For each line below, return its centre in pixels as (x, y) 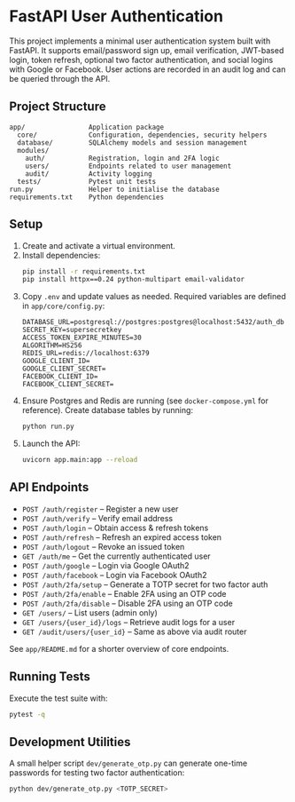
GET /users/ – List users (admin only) (89, 612)
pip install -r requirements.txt (84, 271)
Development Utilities (70, 742)
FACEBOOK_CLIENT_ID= (60, 377)
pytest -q (27, 714)
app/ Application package (87, 127)
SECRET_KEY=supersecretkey (72, 330)
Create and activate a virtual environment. (98, 245)
